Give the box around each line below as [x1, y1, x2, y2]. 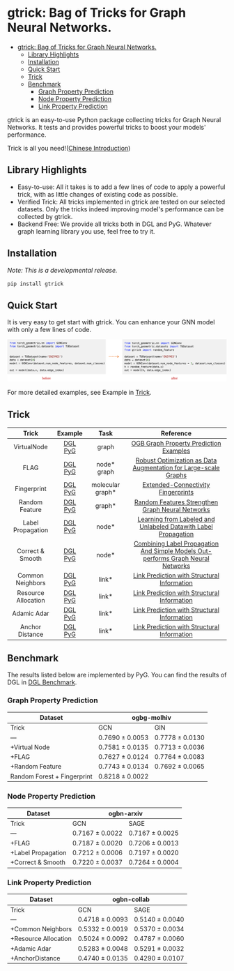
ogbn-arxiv [108, 809, 143, 818]
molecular [91, 481, 120, 489]
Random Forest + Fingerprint [10, 772, 93, 781]
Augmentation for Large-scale [132, 464, 220, 472]
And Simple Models [140, 547, 196, 555]
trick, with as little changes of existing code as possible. [17, 190, 178, 198]
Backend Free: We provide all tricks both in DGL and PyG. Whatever [17, 220, 212, 228]
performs [143, 555, 170, 563]
